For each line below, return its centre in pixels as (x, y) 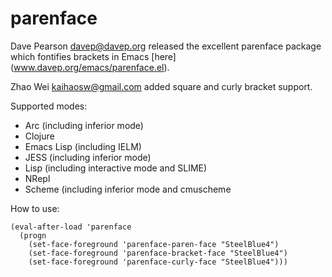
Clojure (39, 136)
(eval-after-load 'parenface (71, 227)
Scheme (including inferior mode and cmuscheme (128, 189)
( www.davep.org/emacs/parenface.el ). (90, 67)
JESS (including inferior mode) (88, 157)
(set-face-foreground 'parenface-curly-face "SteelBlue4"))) (158, 262)
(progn (33, 235)
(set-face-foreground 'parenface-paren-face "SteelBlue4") (154, 244)
